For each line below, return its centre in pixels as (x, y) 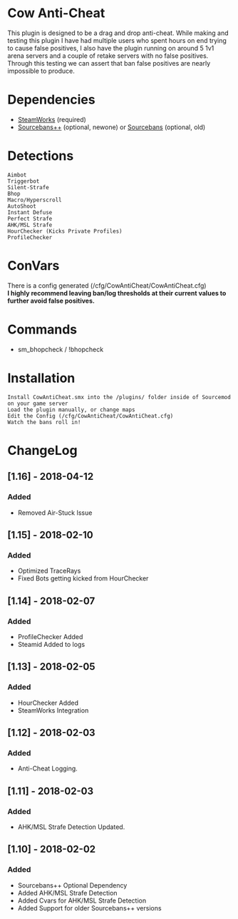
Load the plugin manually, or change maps (71, 410)
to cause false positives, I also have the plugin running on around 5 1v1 (111, 48)
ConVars (33, 266)
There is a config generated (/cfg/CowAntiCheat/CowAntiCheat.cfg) (107, 285)
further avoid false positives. (51, 301)
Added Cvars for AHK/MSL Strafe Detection (82, 900)
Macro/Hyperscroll (35, 200)
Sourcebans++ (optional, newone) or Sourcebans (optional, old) (112, 127)
